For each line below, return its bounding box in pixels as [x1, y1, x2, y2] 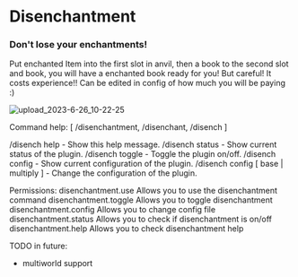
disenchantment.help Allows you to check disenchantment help [9, 223, 244, 234]
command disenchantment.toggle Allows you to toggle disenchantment [9, 195, 274, 205]
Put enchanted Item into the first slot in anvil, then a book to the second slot [9, 58, 289, 69]
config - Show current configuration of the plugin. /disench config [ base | [9, 159, 284, 169]
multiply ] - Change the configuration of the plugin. [9, 168, 197, 178]
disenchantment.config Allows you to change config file [9, 204, 216, 215]
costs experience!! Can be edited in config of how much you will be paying [9, 78, 285, 89]
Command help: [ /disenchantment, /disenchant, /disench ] [9, 122, 228, 133]
